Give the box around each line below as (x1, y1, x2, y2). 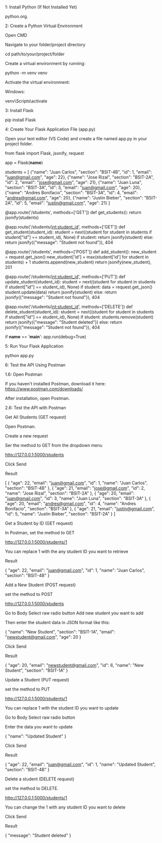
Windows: (5, 89, 25, 94)
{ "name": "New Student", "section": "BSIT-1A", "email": (5, 629, 116, 635)
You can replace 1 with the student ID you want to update (5, 705, 119, 711)
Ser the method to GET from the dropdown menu (5, 443, 103, 448)
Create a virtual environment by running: (5, 61, 86, 66)
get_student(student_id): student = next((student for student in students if (5, 229, 152, 235)
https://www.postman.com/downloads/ (5, 386, 83, 392)
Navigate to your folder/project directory (5, 42, 86, 48)
